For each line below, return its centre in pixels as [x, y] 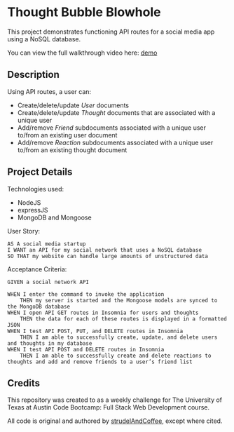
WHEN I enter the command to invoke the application [86, 294]
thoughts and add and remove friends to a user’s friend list [100, 362]
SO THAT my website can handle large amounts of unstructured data [108, 256]
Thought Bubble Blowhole [84, 12]
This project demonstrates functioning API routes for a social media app [111, 32]
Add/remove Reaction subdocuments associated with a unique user [115, 142]
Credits [24, 383]
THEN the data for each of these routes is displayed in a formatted [124, 319]
